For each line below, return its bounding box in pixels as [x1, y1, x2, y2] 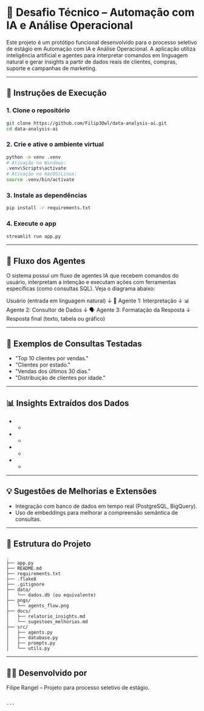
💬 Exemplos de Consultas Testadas [6, 338, 143, 349]
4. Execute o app [6, 220, 56, 228]
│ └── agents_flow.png [6, 603, 69, 609]
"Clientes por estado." [15, 361, 71, 368]
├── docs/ [6, 608, 32, 615]
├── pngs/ [6, 598, 32, 604]
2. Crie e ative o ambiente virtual [6, 140, 104, 149]
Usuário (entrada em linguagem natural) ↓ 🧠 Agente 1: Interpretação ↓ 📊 [6, 297, 190, 304]
